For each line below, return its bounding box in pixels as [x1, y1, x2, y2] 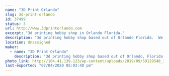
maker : [5, 44, 19, 49]
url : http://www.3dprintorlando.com [5, 26, 82, 31]
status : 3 [5, 21, 26, 26]
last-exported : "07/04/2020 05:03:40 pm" [5, 63, 94, 68]
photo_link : [5, 58, 30, 63]
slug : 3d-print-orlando [5, 12, 55, 17]
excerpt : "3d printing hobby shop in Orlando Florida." [5, 30, 125, 35]
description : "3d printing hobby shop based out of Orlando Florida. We [5, 35, 163, 40]
